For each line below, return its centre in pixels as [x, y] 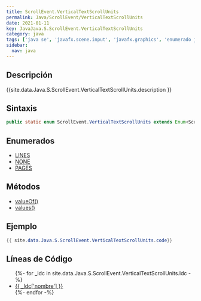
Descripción [29, 75]
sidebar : [17, 46]
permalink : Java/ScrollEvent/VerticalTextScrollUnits [75, 17]
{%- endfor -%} [34, 293]
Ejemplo [22, 226]
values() [25, 207]
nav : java [24, 51]
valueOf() [27, 201]
